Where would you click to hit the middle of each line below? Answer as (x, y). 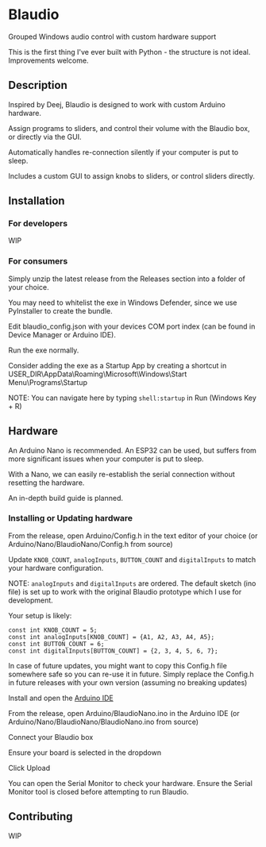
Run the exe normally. (44, 350)
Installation (37, 201)
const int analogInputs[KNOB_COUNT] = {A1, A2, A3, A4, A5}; (112, 637)
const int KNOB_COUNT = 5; (53, 630)
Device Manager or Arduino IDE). (62, 334)
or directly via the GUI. (45, 137)
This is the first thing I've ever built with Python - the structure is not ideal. (129, 52)
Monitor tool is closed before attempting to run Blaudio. (98, 791)
